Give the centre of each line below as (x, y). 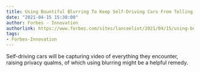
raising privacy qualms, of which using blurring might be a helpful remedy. (97, 62)
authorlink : (21, 28)
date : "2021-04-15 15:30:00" (42, 17)
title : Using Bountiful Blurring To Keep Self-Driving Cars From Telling (100, 12)
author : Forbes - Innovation (42, 23)
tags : (13, 34)
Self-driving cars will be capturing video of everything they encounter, (92, 56)
